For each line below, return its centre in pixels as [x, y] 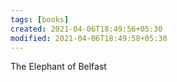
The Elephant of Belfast [58, 67]
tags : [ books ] [40, 19]
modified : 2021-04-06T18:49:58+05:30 [89, 38]
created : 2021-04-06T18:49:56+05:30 [86, 29]
